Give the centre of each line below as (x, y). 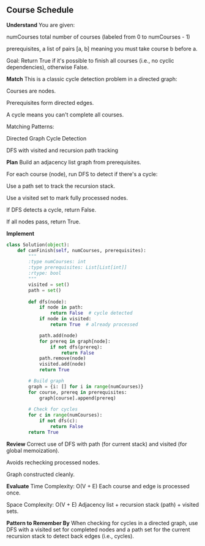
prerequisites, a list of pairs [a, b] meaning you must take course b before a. (102, 48)
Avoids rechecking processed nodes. (53, 462)
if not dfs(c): (58, 421)
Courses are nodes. (31, 91)
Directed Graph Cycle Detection (47, 138)
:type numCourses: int (57, 262)
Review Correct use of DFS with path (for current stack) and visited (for (97, 444)
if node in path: (61, 307)
